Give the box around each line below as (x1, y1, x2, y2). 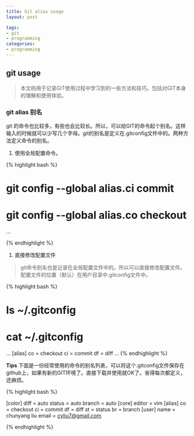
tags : (6, 25, 19, 31)
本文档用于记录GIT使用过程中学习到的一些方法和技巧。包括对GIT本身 (20, 85, 186, 92)
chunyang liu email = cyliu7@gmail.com (6, 412, 102, 420)
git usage (6, 68, 41, 78)
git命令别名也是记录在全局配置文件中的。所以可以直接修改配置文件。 (20, 264, 186, 271)
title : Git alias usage (6, 8, 64, 15)
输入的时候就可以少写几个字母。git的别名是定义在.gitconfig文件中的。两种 (6, 130, 183, 137)
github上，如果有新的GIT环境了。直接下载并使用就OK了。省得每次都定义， (6, 369, 186, 376)
